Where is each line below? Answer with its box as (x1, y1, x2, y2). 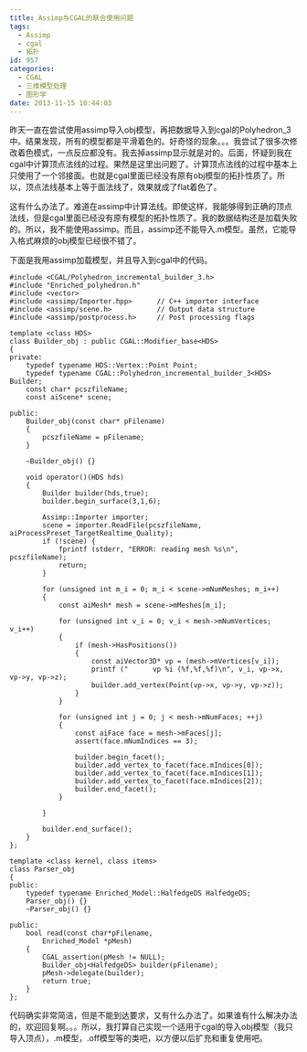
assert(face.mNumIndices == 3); (74, 737, 198, 746)
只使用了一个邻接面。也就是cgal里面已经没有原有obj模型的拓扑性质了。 (9, 170, 278, 181)
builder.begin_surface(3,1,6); (42, 497, 162, 506)
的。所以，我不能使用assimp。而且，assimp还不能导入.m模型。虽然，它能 (9, 224, 290, 235)
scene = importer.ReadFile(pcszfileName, (42, 521, 203, 530)
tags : (9, 22, 30, 31)
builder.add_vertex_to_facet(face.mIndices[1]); (74, 769, 263, 778)
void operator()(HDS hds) (26, 473, 125, 483)
